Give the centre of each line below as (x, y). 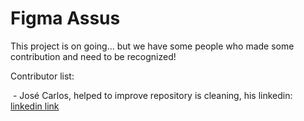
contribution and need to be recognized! (93, 56)
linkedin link (35, 106)
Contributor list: (42, 76)
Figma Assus (65, 18)
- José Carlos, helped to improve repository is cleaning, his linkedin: (152, 95)
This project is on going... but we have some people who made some (152, 46)
